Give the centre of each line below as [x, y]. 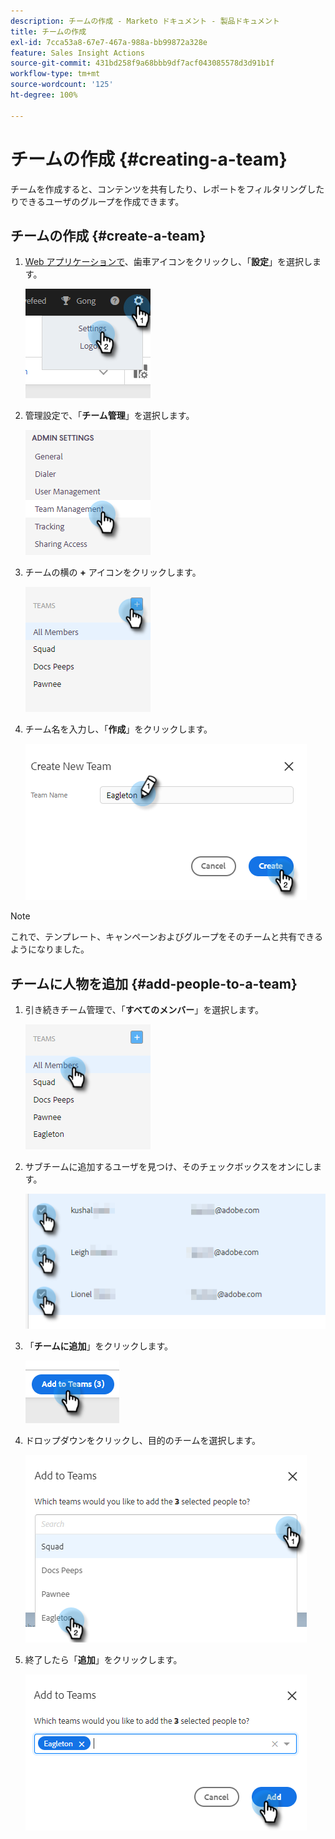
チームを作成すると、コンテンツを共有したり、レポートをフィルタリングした [167, 189]
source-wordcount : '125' [62, 85]
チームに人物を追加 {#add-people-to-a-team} [154, 983]
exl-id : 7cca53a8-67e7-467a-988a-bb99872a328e [109, 42]
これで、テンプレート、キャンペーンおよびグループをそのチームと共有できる [167, 937]
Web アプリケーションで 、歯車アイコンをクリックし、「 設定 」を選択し [168, 262]
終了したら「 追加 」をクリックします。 [103, 1660]
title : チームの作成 [48, 31]
